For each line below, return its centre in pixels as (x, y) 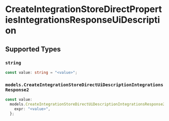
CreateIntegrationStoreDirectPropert (84, 9)
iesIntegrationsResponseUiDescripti (82, 20)
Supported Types (33, 49)
